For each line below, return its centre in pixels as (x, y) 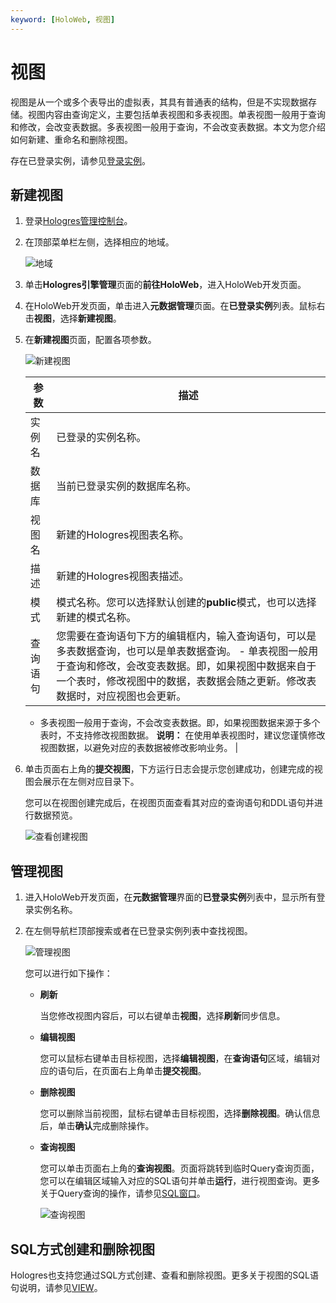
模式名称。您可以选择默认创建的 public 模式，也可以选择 (186, 603)
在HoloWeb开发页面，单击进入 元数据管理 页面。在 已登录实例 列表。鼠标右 (175, 306)
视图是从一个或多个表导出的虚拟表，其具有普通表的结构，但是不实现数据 (159, 102)
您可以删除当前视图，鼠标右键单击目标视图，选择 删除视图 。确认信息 (180, 1113)
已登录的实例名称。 (101, 438)
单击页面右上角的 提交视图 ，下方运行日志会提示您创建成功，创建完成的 (169, 769)
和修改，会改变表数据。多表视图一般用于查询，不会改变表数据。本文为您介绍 (168, 127)
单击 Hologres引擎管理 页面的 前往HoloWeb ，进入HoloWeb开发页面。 (165, 285)
